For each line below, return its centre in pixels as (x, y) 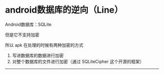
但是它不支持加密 (22, 35)
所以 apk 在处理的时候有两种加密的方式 (44, 45)
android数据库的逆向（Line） (64, 10)
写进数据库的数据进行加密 (38, 55)
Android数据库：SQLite (28, 24)
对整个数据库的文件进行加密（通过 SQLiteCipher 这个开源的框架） (78, 61)
